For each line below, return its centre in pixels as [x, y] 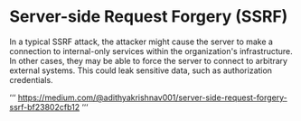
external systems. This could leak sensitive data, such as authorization [141, 70]
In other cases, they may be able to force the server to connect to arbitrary [148, 60]
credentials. [31, 79]
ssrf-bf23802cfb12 [44, 107]
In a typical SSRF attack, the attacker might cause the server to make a [141, 42]
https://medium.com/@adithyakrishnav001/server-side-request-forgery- [152, 98]
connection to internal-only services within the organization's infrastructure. [151, 51]
